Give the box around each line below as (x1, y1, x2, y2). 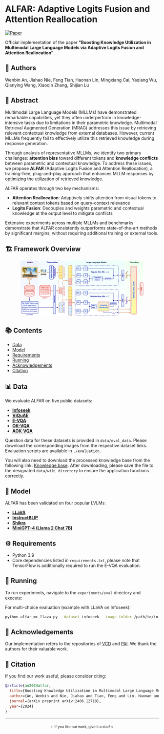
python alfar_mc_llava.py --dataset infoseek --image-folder (5, 614, 132, 619)
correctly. (5, 473, 24, 479)
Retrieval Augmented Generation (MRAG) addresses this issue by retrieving (5, 125, 157, 130)
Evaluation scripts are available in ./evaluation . (5, 448, 101, 454)
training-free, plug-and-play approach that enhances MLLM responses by (5, 170, 154, 176)
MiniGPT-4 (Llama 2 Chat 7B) (12, 525, 73, 531)
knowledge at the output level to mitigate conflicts (12, 210, 113, 216)
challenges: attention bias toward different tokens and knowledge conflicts (5, 155, 158, 161)
